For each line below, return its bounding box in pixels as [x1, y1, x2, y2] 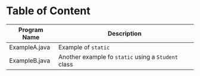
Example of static [58, 43, 110, 51]
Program [18, 26, 43, 34]
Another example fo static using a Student [58, 52, 179, 61]
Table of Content [6, 4, 91, 18]
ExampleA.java [9, 43, 51, 51]
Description [107, 29, 142, 37]
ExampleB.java [9, 56, 51, 65]
